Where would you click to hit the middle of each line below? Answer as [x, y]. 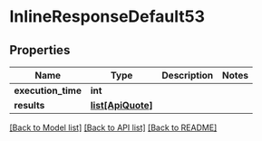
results [29, 105]
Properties [40, 50]
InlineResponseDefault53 [107, 17]
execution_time [48, 90]
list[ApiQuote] [121, 105]
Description [188, 75]
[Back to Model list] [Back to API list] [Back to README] [113, 127]
